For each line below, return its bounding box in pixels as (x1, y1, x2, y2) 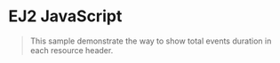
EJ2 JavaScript (8, 6, 123, 27)
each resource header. (29, 44, 114, 55)
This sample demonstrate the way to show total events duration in (29, 35, 272, 46)
